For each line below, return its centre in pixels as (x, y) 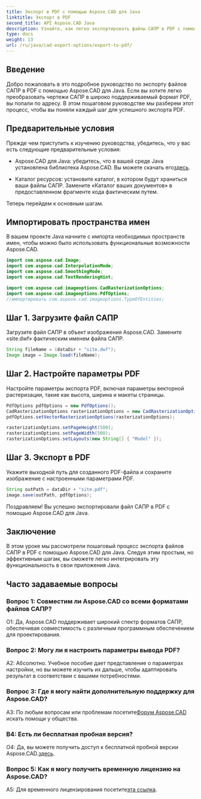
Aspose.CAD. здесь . (31, 753)
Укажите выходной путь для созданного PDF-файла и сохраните (89, 472)
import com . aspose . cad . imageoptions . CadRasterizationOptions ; (85, 288)
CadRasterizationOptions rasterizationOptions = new (73, 411)
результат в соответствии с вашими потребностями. (74, 676)
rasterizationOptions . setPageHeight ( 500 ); (60, 428)
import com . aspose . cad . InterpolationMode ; (60, 266)
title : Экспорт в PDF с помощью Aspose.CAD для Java (73, 12)
